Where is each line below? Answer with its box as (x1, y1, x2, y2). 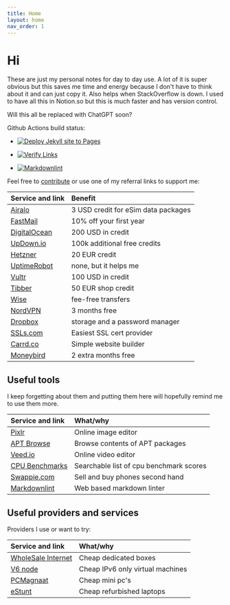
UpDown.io (10, 239, 47, 248)
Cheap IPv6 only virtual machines (78, 564, 187, 573)
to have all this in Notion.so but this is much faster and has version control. (7, 97, 218, 105)
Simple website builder (71, 339, 146, 349)
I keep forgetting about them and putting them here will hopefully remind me (7, 392, 223, 401)
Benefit (71, 193, 96, 203)
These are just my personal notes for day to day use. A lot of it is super (7, 75, 207, 83)
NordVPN (10, 306, 41, 315)
